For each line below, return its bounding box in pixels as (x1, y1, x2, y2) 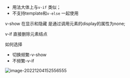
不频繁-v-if (12, 58, 34, 63)
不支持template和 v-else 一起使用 (12, 10, 79, 16)
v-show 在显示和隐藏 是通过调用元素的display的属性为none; (5, 21, 126, 26)
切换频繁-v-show (12, 52, 47, 58)
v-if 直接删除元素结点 (5, 31, 48, 37)
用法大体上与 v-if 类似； (12, 4, 61, 10)
